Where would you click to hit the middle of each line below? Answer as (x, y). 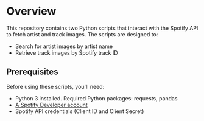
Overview (31, 11)
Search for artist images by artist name (64, 46)
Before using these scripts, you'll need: (55, 86)
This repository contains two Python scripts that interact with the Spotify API (102, 28)
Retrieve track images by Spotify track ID (66, 52)
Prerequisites (32, 72)
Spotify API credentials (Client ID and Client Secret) (79, 111)
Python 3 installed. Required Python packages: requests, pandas (96, 98)
